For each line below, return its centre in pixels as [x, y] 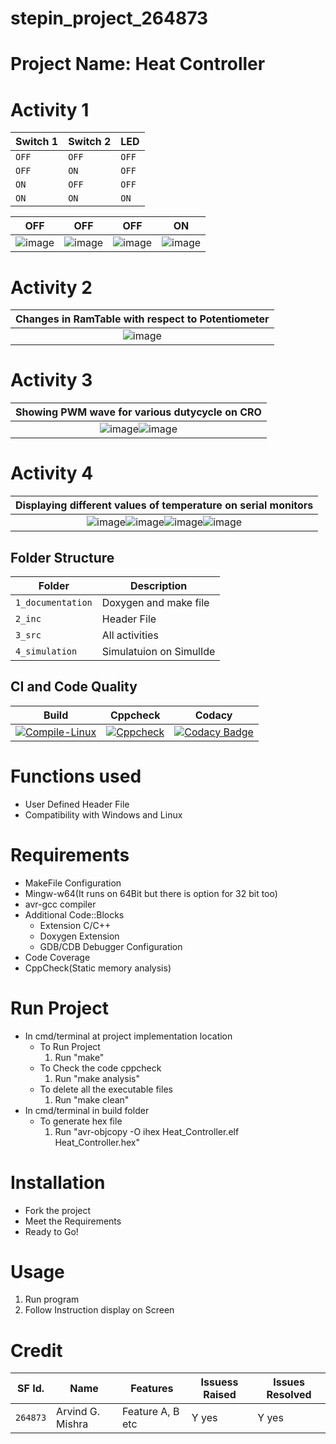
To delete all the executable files [106, 1089]
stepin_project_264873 [109, 18]
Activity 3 [51, 380]
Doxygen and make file [155, 602]
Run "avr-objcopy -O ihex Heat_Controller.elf [147, 1131]
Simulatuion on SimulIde [158, 651]
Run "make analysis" [97, 1078]
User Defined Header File [77, 804]
